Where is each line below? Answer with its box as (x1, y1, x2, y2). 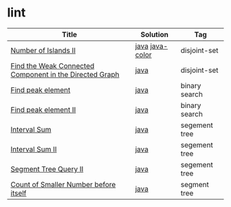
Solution (140, 30, 169, 39)
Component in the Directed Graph (10, 69, 120, 79)
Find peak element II (10, 105, 76, 114)
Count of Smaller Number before (10, 179, 116, 189)
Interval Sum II (10, 144, 57, 154)
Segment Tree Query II (10, 164, 84, 173)
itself (10, 188, 27, 197)
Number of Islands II (10, 45, 76, 55)
